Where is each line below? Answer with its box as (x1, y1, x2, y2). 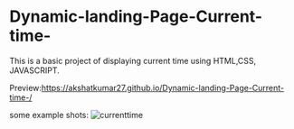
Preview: (9, 82, 43, 93)
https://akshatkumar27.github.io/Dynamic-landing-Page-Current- (41, 82, 285, 93)
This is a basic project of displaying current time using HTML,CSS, (9, 55, 257, 66)
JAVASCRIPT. (9, 65, 61, 76)
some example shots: (9, 109, 89, 120)
